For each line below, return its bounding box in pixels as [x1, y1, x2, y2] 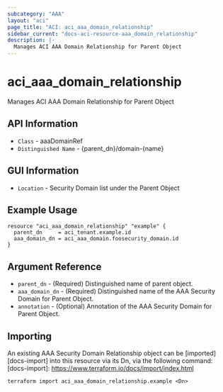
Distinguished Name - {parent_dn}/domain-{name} [17, 144, 164, 152]
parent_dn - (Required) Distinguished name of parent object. [17, 279, 193, 288]
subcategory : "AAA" [7, 10, 65, 18]
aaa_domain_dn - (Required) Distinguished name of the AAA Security [17, 287, 216, 296]
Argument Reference [7, 260, 102, 273]
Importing [7, 330, 52, 342]
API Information [7, 118, 79, 130]
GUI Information [7, 164, 79, 177]
